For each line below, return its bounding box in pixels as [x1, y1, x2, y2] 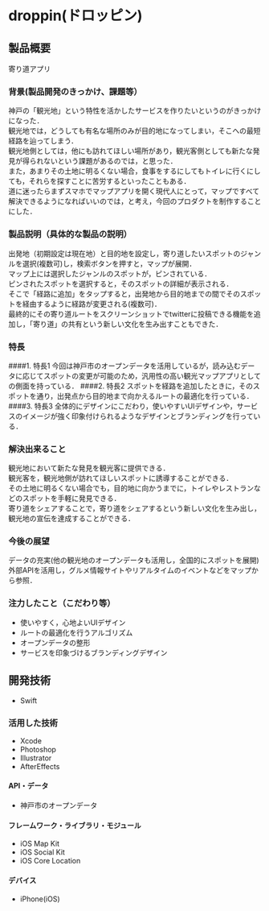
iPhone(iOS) [19, 894, 60, 904]
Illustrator [19, 753, 52, 763]
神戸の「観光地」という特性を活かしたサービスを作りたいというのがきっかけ [8, 106, 262, 116]
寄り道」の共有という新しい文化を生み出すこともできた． [32, 319, 223, 329]
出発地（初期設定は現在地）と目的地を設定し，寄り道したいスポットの [8, 248, 241, 258]
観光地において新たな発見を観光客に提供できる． [8, 463, 170, 473]
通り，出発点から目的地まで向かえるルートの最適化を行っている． [35, 391, 254, 400]
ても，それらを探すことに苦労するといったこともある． [8, 176, 191, 186]
